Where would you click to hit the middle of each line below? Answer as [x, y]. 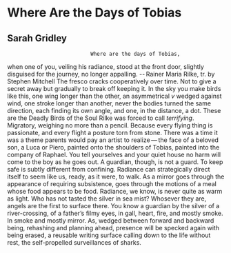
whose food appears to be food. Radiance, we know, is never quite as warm [115, 191]
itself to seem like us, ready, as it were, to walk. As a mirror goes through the [116, 176]
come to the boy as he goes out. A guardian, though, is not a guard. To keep [115, 162]
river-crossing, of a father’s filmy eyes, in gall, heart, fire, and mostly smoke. [115, 213]
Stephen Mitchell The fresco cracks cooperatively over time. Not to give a [112, 81]
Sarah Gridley [37, 38]
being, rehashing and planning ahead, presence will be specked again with [113, 228]
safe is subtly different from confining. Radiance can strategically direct [109, 169]
